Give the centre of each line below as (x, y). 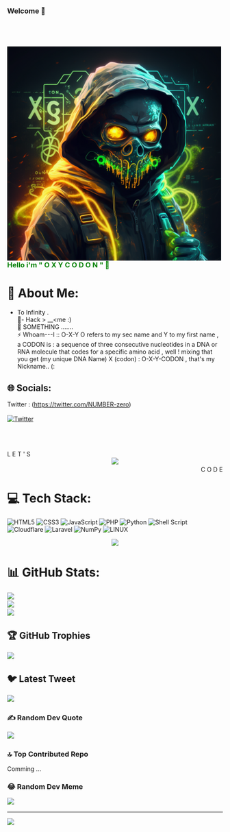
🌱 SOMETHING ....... (45, 327)
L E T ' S (19, 454)
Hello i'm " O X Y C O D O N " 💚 (59, 265)
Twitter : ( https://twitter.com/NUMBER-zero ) (69, 404)
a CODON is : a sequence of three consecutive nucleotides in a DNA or (117, 345)
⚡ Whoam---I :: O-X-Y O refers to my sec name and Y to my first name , (118, 334)
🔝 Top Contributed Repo (48, 754)
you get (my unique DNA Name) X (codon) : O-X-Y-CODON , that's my (116, 359)
